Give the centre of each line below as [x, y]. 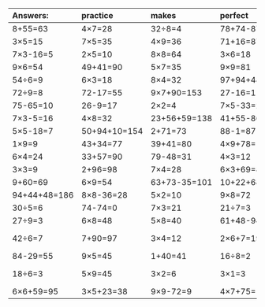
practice [97, 15]
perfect [234, 15]
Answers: [30, 15]
